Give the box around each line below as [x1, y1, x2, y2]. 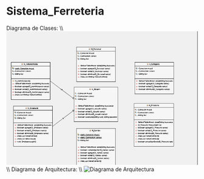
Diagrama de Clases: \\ [6, 24, 64, 32]
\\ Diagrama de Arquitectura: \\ [6, 166, 83, 173]
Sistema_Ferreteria [6, 4, 104, 18]
